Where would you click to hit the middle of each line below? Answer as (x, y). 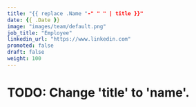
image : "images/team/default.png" (57, 26)
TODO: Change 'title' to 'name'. (98, 92)
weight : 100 (24, 59)
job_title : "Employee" (40, 33)
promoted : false (30, 46)
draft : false (26, 52)
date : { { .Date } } (33, 20)
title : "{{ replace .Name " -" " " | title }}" (75, 13)
